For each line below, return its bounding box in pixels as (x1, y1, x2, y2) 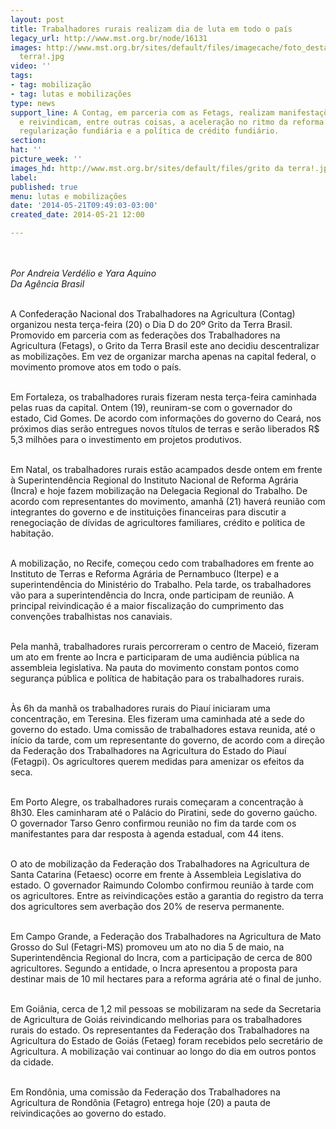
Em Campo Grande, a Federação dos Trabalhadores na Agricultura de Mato (10, 931, 322, 942)
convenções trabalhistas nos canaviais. (10, 611, 173, 622)
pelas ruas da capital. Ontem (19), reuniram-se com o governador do (10, 402, 293, 413)
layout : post (10, 14, 65, 25)
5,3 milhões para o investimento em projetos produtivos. (10, 434, 242, 445)
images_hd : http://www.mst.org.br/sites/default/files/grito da (10, 163, 284, 173)
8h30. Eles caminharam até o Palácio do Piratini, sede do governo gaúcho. (10, 807, 318, 818)
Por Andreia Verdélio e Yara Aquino (10, 267, 157, 279)
